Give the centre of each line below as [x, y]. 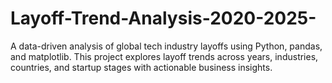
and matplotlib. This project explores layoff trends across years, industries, [164, 56]
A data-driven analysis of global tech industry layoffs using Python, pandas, [166, 46]
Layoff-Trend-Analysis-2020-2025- [163, 18]
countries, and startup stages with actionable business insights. [141, 67]
